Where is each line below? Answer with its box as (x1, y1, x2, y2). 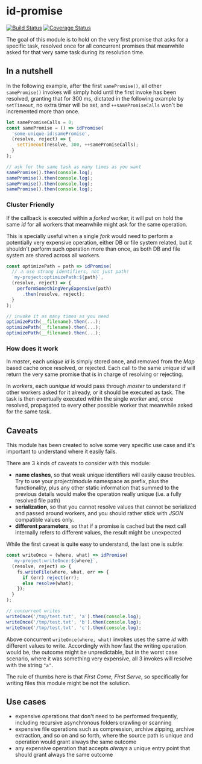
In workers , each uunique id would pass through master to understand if (6, 383, 186, 390)
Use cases (6, 697, 46, 707)
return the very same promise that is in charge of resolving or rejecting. (6, 371, 184, 378)
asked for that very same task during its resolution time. (6, 48, 145, 55)
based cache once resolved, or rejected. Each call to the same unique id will (6, 365, 195, 372)
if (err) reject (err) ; (22, 574, 80, 581)
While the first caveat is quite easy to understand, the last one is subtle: (6, 540, 184, 548)
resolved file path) (14, 497, 61, 504)
